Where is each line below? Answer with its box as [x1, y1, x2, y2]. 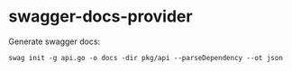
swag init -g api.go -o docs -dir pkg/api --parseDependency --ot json [8, 53, 283, 62]
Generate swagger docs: [8, 36, 101, 47]
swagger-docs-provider [8, 6, 193, 27]
